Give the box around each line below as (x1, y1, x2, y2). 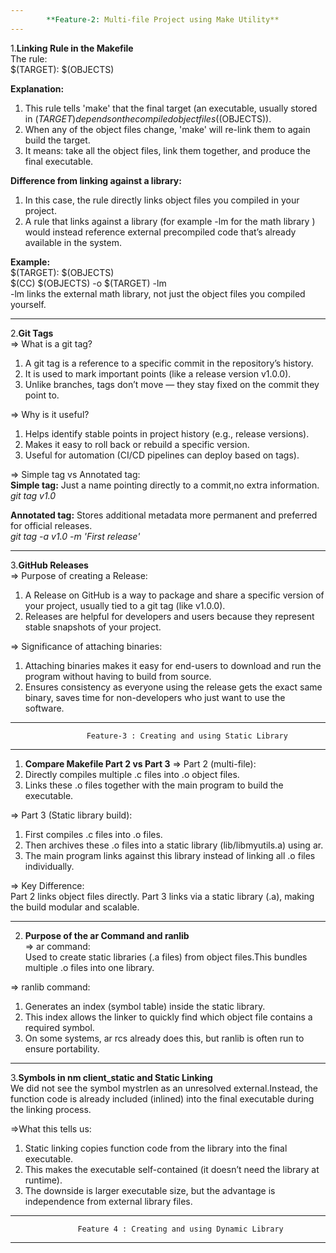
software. (24, 702, 65, 714)
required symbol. (24, 1021, 95, 1033)
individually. (24, 860, 75, 872)
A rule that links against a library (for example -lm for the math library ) (24, 215, 316, 227)
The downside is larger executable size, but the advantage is (24, 1184, 276, 1196)
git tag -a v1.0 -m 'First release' (10, 530, 141, 542)
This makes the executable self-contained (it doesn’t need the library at (24, 1163, 320, 1175)
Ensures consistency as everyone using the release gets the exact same (24, 681, 323, 693)
